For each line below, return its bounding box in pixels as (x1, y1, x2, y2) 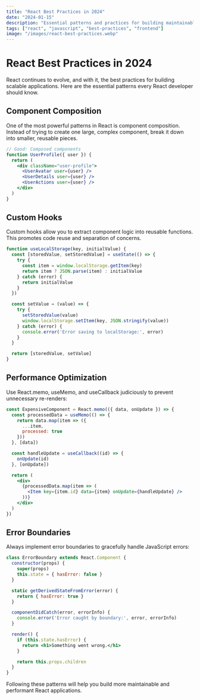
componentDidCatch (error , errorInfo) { (11, 609, 111, 615)
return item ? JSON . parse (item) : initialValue (21, 268, 143, 274)
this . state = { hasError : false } (17, 571, 102, 578)
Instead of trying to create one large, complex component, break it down (6, 128, 185, 135)
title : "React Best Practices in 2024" (6, 8, 105, 15)
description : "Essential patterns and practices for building (6, 20, 164, 26)
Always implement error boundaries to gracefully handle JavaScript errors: (6, 543, 190, 550)
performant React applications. (6, 687, 82, 694)
